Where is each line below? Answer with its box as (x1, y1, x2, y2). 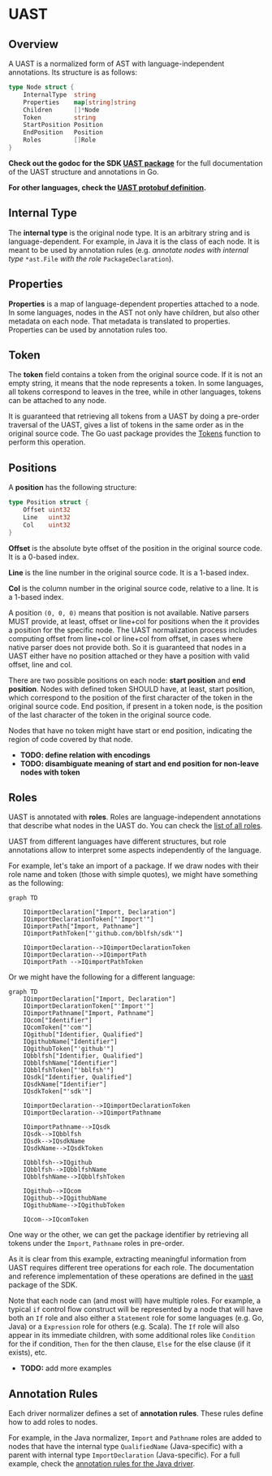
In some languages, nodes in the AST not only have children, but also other (8, 307, 260, 317)
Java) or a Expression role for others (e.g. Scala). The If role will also (8, 1322, 240, 1331)
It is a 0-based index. (8, 552, 80, 562)
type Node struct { (8, 83, 75, 91)
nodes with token (19, 767, 80, 777)
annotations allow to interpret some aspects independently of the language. (8, 845, 261, 855)
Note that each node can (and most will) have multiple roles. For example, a (8, 1296, 261, 1305)
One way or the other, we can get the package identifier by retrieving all (8, 1230, 249, 1239)
